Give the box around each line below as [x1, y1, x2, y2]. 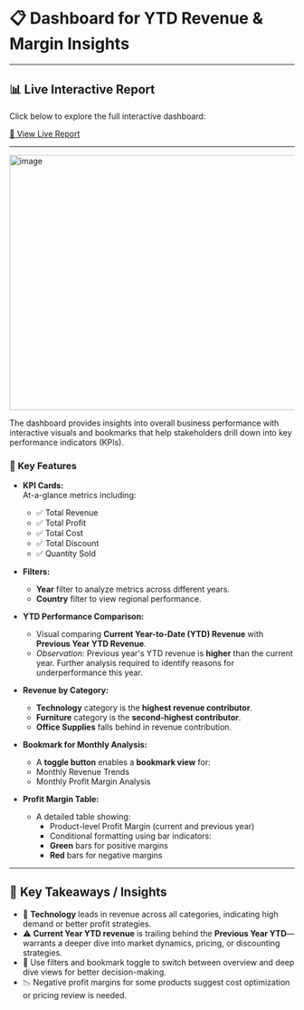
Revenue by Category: [22, 685, 109, 696]
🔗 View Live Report [9, 128, 81, 139]
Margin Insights [9, 34, 129, 54]
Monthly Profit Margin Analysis [35, 776, 151, 787]
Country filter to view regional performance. [35, 593, 202, 604]
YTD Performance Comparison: [22, 611, 145, 623]
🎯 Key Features [9, 459, 77, 472]
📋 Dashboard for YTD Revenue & [9, 8, 264, 29]
